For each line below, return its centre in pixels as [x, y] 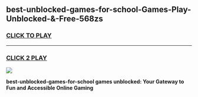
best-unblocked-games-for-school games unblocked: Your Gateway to [95, 81]
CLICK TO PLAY [29, 36]
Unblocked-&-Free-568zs [55, 19]
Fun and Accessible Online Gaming [50, 88]
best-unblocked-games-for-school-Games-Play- [99, 10]
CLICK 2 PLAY [27, 58]
